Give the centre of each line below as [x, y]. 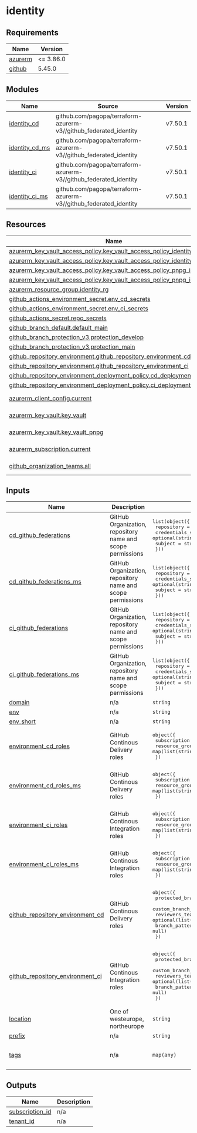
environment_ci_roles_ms [44, 864]
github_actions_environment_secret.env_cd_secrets [80, 299]
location [20, 1019]
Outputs [21, 1085]
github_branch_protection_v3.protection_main [72, 347]
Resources [26, 225]
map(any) [164, 1055]
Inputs [18, 491]
